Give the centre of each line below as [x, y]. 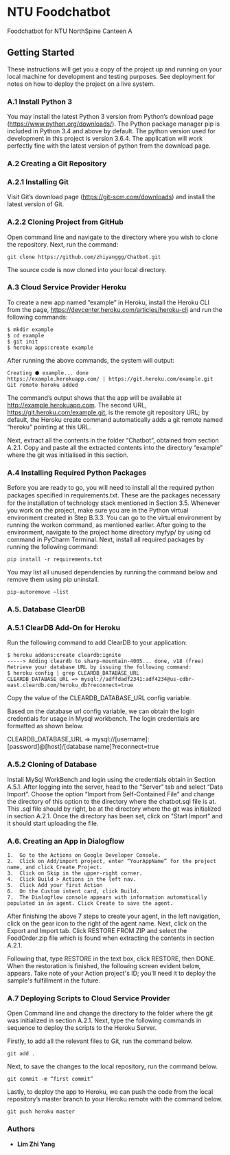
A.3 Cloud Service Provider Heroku [67, 287]
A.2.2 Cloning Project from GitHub [65, 222]
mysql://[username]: [120, 739]
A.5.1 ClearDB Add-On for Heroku [64, 628]
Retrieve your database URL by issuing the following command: [100, 667]
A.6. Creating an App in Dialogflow [66, 841]
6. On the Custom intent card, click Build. [73, 891]
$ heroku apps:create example [50, 348]
